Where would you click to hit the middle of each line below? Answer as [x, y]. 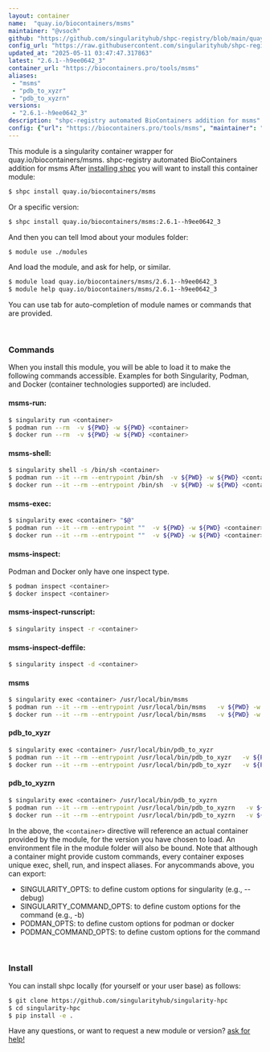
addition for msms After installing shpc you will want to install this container [133, 168]
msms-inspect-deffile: [47, 647]
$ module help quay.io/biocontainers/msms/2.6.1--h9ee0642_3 [113, 290]
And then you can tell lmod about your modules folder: [98, 237]
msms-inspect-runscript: [52, 612]
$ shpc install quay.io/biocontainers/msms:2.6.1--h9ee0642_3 [115, 222]
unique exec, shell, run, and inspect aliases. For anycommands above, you [131, 865]
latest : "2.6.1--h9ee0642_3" [57, 61]
